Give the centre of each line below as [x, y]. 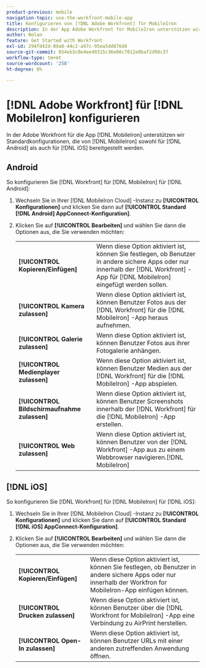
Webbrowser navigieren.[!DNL [140, 457]
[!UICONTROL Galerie [50, 340]
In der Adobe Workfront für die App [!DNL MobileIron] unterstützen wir [96, 135]
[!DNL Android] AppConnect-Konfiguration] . [73, 214]
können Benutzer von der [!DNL [142, 442]
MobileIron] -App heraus [132, 318]
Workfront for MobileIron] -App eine [142, 615]
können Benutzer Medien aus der [144, 368]
